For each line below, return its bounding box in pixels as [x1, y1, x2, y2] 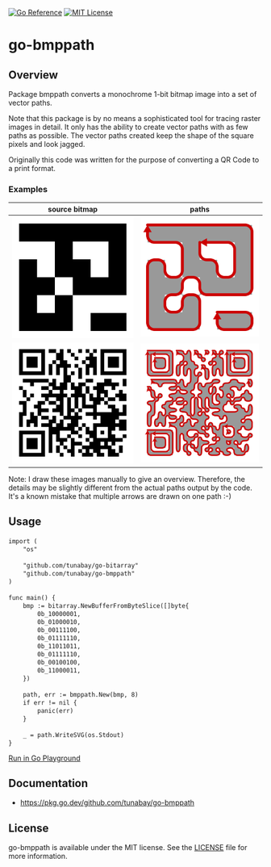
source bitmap [48, 204, 98, 214]
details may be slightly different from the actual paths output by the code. [8, 483, 252, 492]
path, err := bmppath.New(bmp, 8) [23, 690, 139, 698]
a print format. [8, 164, 56, 173]
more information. [8, 852, 68, 861]
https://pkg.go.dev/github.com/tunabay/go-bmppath [19, 798, 195, 807]
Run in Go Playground [8, 753, 81, 763]
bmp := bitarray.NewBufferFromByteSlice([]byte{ [23, 601, 190, 609]
